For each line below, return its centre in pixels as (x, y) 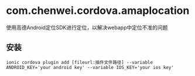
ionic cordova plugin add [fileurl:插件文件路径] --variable (80, 62)
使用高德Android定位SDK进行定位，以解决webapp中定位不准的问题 (87, 27)
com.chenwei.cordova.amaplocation (98, 11)
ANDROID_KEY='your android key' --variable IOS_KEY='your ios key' (90, 67)
